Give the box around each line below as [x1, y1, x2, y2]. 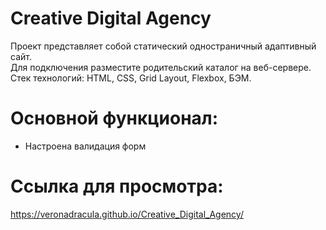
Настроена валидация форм [24, 140, 147, 152]
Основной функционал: [10, 107, 219, 130]
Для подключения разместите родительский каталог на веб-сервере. [10, 61, 312, 73]
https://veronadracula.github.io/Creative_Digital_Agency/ [10, 208, 244, 220]
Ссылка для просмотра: [10, 175, 224, 198]
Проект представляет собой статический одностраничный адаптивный [10, 40, 317, 52]
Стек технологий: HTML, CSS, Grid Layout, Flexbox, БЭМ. [10, 72, 252, 84]
